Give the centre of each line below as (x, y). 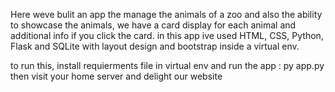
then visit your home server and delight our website (116, 76)
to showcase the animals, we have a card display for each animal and (153, 25)
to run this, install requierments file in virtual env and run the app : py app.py (167, 65)
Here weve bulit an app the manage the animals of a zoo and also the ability (166, 14)
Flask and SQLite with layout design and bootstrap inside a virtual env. (155, 46)
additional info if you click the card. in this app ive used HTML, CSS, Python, (167, 35)
